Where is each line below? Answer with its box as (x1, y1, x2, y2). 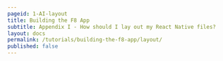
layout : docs (7, 29, 46, 37)
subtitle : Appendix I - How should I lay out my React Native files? (7, 23, 217, 30)
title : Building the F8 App (7, 17, 90, 24)
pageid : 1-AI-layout (7, 10, 68, 18)
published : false (7, 43, 59, 50)
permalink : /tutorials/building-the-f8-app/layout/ (7, 36, 162, 43)
